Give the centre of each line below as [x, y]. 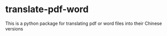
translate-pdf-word [47, 9]
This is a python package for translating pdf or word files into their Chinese [84, 23]
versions [14, 28]
